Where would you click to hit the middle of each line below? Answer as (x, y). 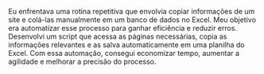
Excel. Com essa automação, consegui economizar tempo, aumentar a (124, 53)
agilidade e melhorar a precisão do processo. (82, 61)
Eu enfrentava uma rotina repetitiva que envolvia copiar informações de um (132, 11)
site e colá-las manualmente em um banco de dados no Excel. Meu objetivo (132, 20)
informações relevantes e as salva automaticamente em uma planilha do (126, 45)
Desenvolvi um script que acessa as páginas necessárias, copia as (118, 36)
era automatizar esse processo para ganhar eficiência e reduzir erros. (122, 28)
